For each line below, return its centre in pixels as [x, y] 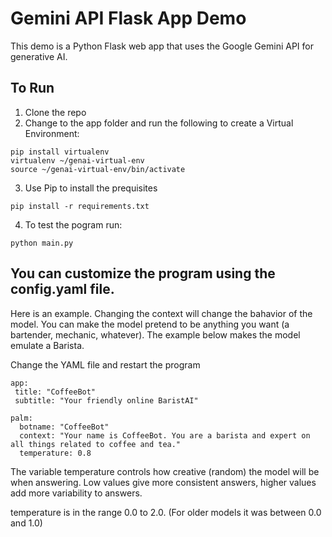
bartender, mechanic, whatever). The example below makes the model [155, 334]
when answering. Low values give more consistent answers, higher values [163, 482]
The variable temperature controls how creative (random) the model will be [165, 471]
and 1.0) [26, 523]
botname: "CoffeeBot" [64, 427]
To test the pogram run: [73, 224]
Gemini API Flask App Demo [128, 18]
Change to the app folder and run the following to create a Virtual [159, 123]
